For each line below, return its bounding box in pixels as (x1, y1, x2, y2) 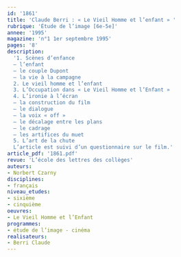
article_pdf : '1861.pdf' (7, 150, 78, 158)
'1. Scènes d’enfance (13, 55, 75, 62)
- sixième (7, 195, 36, 202)
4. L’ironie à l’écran (13, 93, 78, 100)
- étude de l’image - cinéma (7, 227, 90, 234)
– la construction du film (13, 99, 90, 106)
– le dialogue (13, 106, 53, 112)
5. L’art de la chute (13, 138, 75, 145)
